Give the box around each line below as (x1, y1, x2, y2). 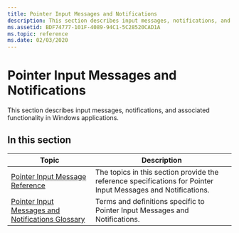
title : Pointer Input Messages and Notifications (7, 10, 158, 18)
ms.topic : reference (7, 30, 69, 38)
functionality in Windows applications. (7, 114, 119, 122)
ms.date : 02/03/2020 (7, 37, 69, 44)
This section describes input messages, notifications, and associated (7, 106, 210, 114)
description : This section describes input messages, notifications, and (7, 17, 231, 24)
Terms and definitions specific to (95, 196, 205, 206)
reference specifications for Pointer (95, 175, 214, 185)
